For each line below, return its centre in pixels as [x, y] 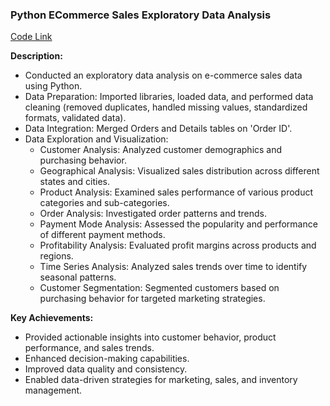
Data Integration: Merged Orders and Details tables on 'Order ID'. [158, 129]
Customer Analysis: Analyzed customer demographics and [161, 150]
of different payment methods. [102, 235]
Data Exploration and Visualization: [96, 139]
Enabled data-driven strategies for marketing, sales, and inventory [161, 380]
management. [53, 390]
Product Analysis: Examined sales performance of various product [176, 192]
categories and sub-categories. [104, 203]
